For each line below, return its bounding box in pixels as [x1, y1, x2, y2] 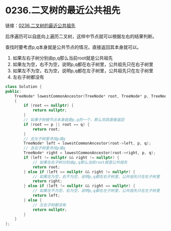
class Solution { [5, 84, 42, 89]
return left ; [32, 193, 60, 198]
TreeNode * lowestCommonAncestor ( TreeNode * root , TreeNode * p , [14, 94, 149, 99]
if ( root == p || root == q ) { [23, 122, 90, 127]
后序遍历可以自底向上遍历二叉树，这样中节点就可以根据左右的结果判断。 [5, 33, 157, 39]
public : [5, 89, 22, 94]
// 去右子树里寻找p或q [23, 146, 66, 151]
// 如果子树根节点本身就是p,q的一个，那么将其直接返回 [23, 118, 125, 123]
